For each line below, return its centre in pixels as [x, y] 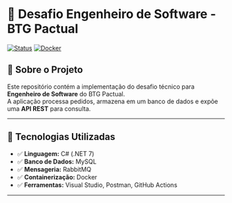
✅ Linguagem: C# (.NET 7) [56, 153]
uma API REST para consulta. [49, 108]
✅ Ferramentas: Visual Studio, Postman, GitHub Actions [97, 185]
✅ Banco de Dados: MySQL [57, 161]
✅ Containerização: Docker [57, 177]
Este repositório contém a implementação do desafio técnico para [101, 87]
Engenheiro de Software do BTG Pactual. [66, 94]
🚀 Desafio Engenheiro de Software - [112, 14]
